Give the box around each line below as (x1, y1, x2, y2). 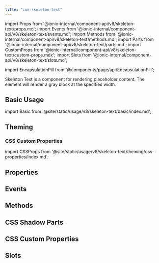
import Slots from (56, 52, 92, 58)
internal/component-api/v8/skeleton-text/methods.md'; (5, 36, 117, 42)
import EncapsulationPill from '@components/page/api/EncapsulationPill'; (5, 67, 155, 73)
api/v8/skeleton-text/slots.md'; (5, 57, 68, 63)
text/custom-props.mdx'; (5, 52, 55, 58)
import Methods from (72, 31, 115, 37)
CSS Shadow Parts (5, 218, 64, 226)
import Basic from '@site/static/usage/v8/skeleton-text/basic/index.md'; (5, 108, 152, 114)
